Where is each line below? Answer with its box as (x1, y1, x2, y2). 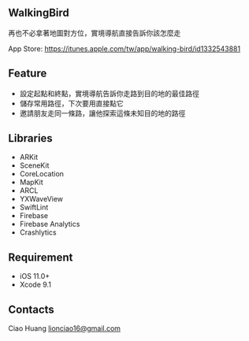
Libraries (8, 132, 53, 145)
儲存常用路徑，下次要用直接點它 (19, 98, 124, 108)
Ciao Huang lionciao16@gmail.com (8, 324, 121, 333)
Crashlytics (19, 228, 57, 237)
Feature (8, 67, 47, 80)
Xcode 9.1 (19, 280, 51, 290)
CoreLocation (19, 169, 65, 179)
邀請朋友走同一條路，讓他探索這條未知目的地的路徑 (19, 108, 186, 117)
